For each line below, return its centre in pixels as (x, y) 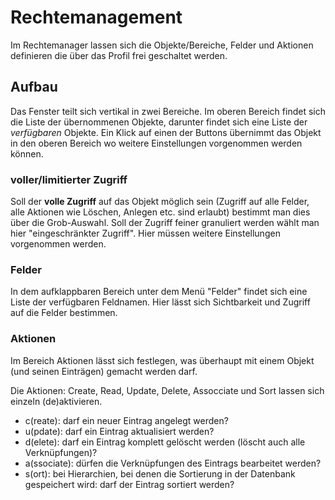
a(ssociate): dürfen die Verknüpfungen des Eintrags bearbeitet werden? (173, 463)
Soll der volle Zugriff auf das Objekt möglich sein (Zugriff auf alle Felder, (160, 202)
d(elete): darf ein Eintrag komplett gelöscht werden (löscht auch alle (165, 442)
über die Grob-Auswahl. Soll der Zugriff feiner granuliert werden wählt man (165, 223)
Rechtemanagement (96, 17)
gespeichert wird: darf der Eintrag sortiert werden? (129, 484)
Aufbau (34, 87)
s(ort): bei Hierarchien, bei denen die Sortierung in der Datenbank (160, 473)
